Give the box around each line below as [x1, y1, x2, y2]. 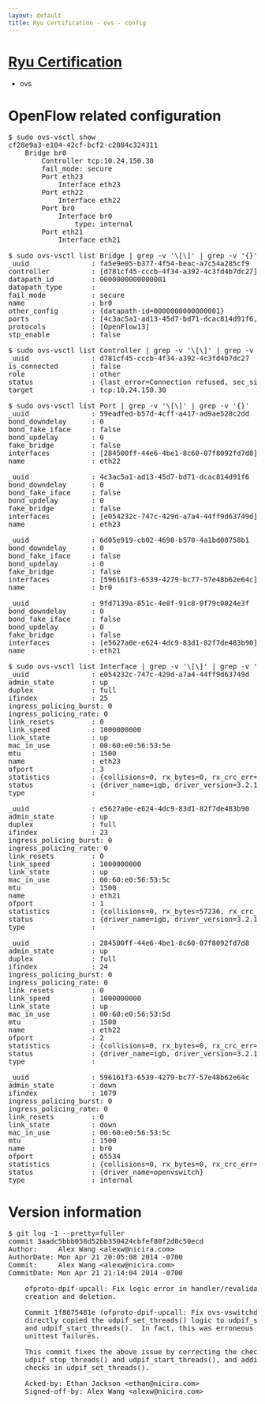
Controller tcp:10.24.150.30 [41, 156, 155, 166]
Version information [8, 1203, 142, 1221]
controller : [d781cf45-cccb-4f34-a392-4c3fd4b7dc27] [8, 267, 258, 277]
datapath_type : [8, 283, 96, 292]
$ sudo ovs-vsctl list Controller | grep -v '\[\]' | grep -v [8, 346, 254, 356]
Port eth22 [41, 188, 84, 198]
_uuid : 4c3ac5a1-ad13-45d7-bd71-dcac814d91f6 [8, 472, 250, 482]
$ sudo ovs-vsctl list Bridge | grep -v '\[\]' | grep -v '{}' [8, 251, 258, 261]
